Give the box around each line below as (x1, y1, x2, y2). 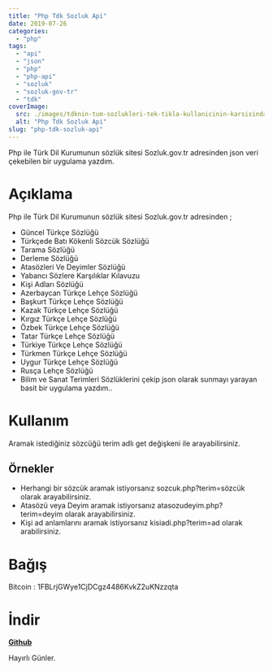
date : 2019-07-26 (8, 20, 67, 28)
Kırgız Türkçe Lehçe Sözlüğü (19, 314, 117, 324)
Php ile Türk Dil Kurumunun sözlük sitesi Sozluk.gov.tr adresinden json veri (8, 147, 258, 157)
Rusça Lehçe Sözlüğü (19, 365, 93, 375)
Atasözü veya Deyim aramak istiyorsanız (19, 501, 156, 511)
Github (8, 638, 32, 647)
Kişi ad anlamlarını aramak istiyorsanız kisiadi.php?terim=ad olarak (19, 518, 243, 528)
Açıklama (8, 185, 73, 203)
